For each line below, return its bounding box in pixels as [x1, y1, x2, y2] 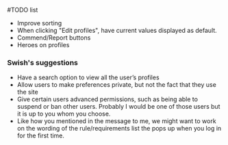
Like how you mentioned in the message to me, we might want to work [16, 117, 217, 125]
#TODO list [7, 6, 38, 14]
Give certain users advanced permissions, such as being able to [16, 95, 199, 103]
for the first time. [16, 131, 65, 140]
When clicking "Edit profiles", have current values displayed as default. [16, 27, 217, 34]
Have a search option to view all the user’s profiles [16, 73, 160, 81]
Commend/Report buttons [16, 34, 91, 42]
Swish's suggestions [7, 57, 79, 67]
